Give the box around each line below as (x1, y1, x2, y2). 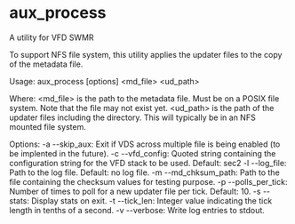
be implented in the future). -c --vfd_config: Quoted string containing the (9, 148, 276, 158)
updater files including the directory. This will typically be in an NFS (9, 112, 256, 123)
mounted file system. (9, 121, 86, 132)
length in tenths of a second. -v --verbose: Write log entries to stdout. (9, 204, 265, 215)
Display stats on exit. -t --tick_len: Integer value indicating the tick (30, 195, 273, 206)
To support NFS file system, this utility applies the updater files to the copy (9, 49, 283, 60)
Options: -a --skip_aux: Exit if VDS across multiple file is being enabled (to (9, 139, 281, 149)
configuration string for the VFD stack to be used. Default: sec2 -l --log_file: (9, 157, 287, 168)
